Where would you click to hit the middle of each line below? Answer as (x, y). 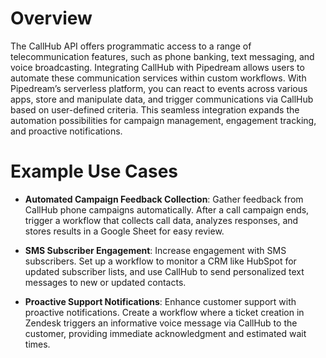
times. (37, 344)
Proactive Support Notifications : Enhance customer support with (160, 301)
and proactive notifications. (66, 131)
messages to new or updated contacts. (105, 282)
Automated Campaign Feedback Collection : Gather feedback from (164, 199)
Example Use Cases (94, 171)
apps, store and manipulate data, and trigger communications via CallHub (162, 99)
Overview (51, 18)
